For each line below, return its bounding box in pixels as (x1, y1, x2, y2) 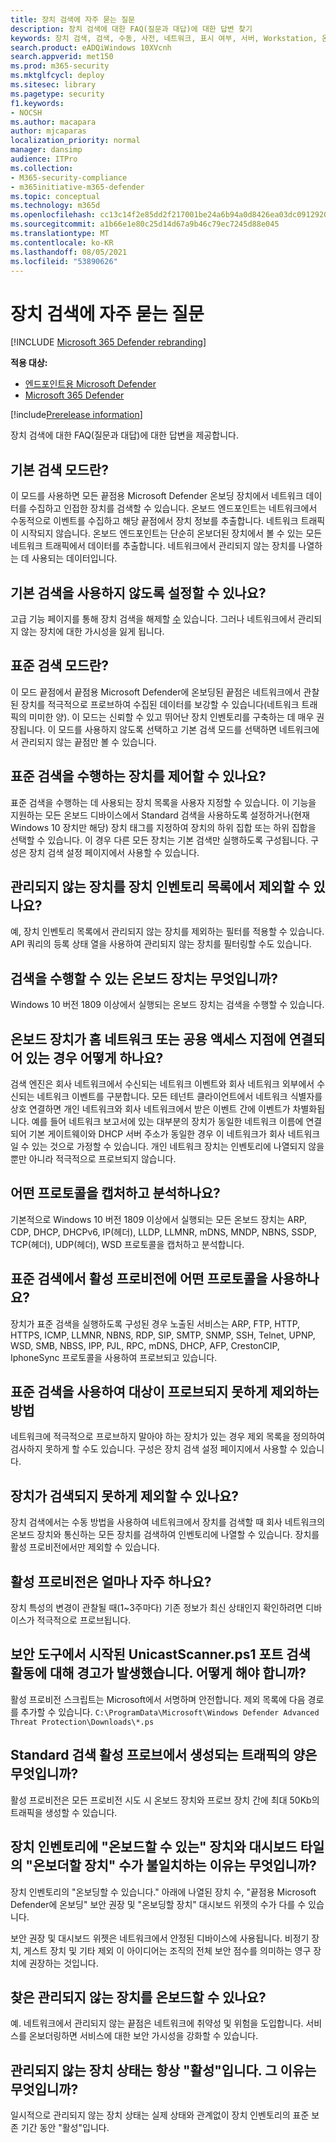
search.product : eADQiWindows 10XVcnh (10, 42, 172, 53)
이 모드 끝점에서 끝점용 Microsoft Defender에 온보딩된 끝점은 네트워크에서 (10, 686, 302, 698)
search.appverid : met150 (10, 52, 114, 62)
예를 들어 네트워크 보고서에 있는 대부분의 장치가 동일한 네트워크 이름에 (31, 1116, 304, 1127)
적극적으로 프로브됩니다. (36, 1614, 132, 1626)
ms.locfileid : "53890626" (10, 256, 118, 266)
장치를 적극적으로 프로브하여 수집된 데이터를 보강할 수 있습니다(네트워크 (20, 698, 300, 710)
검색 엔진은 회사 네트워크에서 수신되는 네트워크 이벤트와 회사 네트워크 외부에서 (10, 1078, 315, 1090)
